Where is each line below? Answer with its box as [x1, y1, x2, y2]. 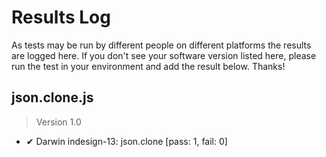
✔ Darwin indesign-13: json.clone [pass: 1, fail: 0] [25, 135, 228, 147]
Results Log [11, 6, 111, 29]
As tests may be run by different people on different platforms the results [11, 39, 312, 51]
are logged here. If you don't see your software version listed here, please [11, 49, 317, 61]
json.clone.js [11, 89, 94, 106]
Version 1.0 [35, 116, 82, 128]
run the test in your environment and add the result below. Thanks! [11, 60, 286, 72]
